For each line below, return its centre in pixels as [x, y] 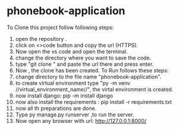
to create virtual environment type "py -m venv [73, 83]
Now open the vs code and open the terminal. [71, 51]
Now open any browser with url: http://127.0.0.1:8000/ [81, 121]
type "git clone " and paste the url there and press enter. [84, 64]
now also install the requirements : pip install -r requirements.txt [93, 102]
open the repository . [41, 39]
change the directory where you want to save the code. [83, 58]
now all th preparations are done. [56, 108]
